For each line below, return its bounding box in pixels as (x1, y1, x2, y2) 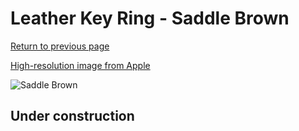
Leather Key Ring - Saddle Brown (10, 7, 290, 30)
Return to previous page (10, 40, 110, 52)
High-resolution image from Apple (10, 59, 151, 71)
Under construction (10, 108, 135, 125)
